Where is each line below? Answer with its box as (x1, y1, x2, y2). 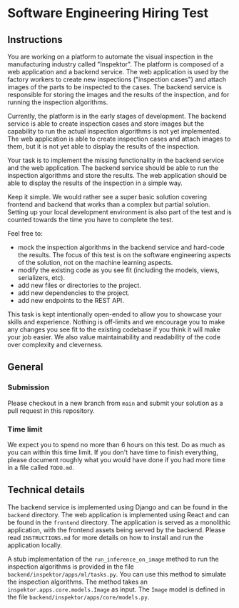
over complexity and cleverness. (7, 341, 103, 349)
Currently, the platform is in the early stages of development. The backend (7, 112, 227, 120)
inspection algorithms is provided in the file (7, 562, 134, 571)
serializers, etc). (17, 274, 66, 281)
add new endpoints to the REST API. (17, 296, 125, 304)
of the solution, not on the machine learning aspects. (17, 259, 173, 266)
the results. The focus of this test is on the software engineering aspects (17, 251, 232, 259)
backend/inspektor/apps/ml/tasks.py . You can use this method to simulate (7, 569, 227, 578)
